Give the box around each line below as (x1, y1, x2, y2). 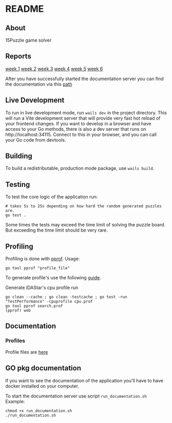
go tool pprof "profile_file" (5, 265, 70, 271)
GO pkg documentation (5, 364, 81, 373)
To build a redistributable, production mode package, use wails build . (5, 165, 155, 171)
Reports (5, 52, 32, 61)
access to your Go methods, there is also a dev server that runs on (5, 126, 146, 132)
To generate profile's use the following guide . (5, 275, 102, 281)
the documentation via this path (5, 81, 73, 87)
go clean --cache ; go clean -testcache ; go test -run (5, 295, 127, 300)
